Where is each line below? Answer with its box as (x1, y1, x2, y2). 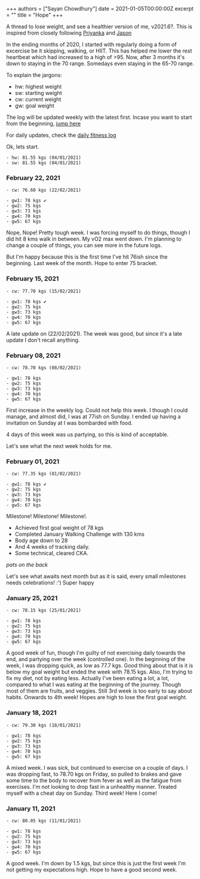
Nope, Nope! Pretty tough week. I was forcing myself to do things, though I (6, 229, 190, 236)
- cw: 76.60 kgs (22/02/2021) (6, 188, 82, 193)
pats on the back (6, 561, 48, 568)
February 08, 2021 (6, 351, 61, 359)
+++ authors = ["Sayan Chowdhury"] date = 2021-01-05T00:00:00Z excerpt (6, 5, 194, 12)
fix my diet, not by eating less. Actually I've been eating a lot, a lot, (6, 675, 170, 682)
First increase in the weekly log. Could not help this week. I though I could (6, 406, 188, 414)
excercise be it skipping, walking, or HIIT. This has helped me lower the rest (6, 47, 192, 54)
